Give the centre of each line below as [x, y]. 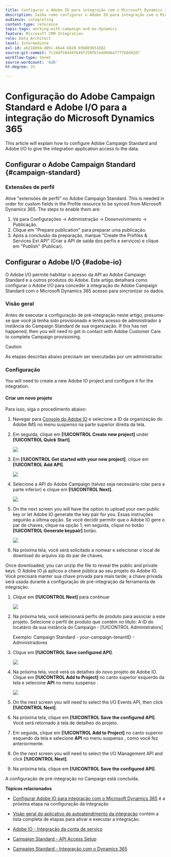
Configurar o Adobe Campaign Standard [70, 165]
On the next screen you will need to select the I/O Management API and [88, 753]
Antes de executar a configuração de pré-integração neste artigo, [74, 315]
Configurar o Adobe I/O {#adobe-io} [64, 262]
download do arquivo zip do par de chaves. [58, 556]
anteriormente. [28, 744]
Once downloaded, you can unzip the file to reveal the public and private [81, 565]
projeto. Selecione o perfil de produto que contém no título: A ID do [83, 622]
